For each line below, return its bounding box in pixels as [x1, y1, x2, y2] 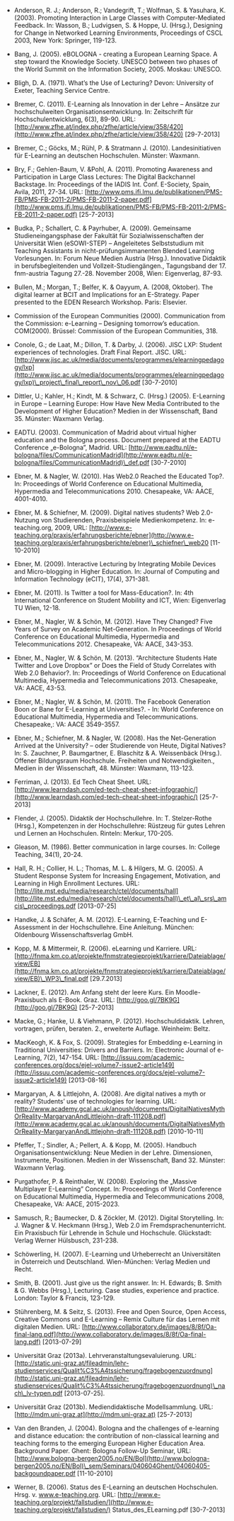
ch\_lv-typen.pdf [13, 1389, 63, 1397]
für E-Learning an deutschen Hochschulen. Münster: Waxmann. [13, 152, 200, 159]
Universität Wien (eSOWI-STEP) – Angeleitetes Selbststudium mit [13, 239, 204, 247]
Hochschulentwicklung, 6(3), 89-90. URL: [13, 115, 136, 123]
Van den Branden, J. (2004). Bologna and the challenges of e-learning [13, 1424, 219, 1432]
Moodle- [175, 988, 201, 997]
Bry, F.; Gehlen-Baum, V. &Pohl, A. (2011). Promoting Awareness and [13, 165, 213, 173]
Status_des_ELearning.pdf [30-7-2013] [112, 1505, 226, 1514]
